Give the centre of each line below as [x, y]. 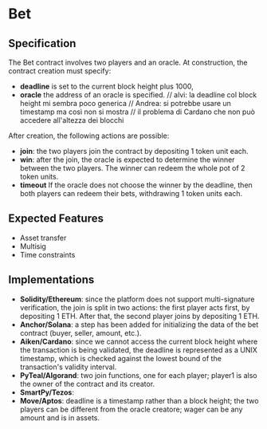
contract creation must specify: [60, 71]
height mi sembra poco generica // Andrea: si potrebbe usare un [125, 103]
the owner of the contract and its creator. [87, 384]
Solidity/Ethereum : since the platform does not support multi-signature [137, 299]
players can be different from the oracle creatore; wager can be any [131, 409]
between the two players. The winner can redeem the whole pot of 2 [132, 168]
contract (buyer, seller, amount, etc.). [80, 333]
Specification [42, 43]
